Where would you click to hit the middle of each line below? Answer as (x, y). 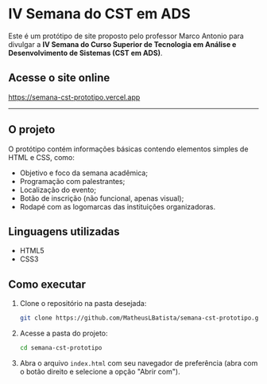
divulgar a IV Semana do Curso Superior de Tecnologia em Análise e (122, 44)
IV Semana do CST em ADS (99, 14)
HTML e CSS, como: (42, 157)
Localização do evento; (58, 190)
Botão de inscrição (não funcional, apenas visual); (102, 198)
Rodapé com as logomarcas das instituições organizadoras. (118, 206)
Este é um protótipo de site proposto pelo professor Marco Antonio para (126, 36)
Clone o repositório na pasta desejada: (83, 304)
